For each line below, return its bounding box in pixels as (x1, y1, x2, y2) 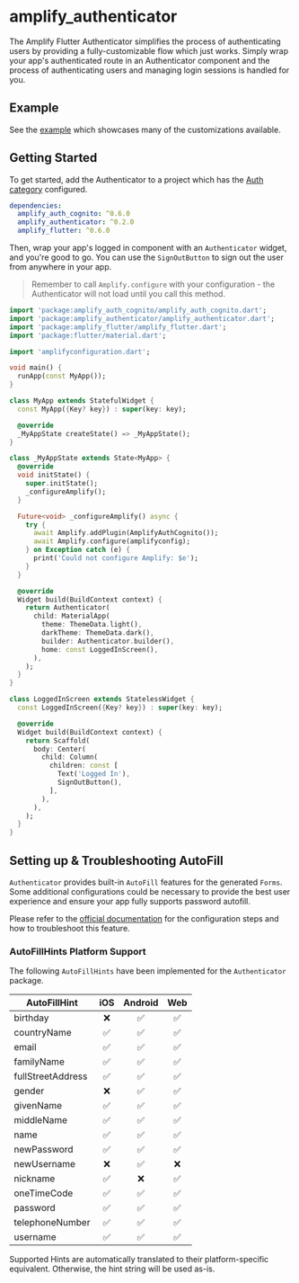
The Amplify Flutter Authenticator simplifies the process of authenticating (9, 36, 281, 47)
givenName (13, 1100, 63, 1112)
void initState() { (17, 470, 91, 480)
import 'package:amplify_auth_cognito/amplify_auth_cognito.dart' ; (9, 306, 268, 316)
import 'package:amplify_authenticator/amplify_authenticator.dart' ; (9, 314, 276, 323)
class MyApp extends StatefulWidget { (9, 396, 154, 405)
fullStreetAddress (13, 1070, 88, 1083)
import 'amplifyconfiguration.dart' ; (9, 347, 151, 356)
